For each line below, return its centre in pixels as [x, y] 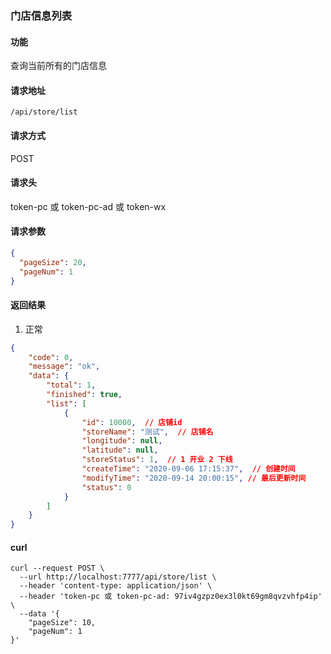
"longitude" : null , [122, 441]
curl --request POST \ [57, 568]
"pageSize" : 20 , [53, 262]
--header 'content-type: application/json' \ [116, 586]
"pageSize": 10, [62, 623]
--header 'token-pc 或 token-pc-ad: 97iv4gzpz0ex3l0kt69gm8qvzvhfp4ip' [171, 597]
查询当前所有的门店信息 [58, 66]
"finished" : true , [84, 395]
